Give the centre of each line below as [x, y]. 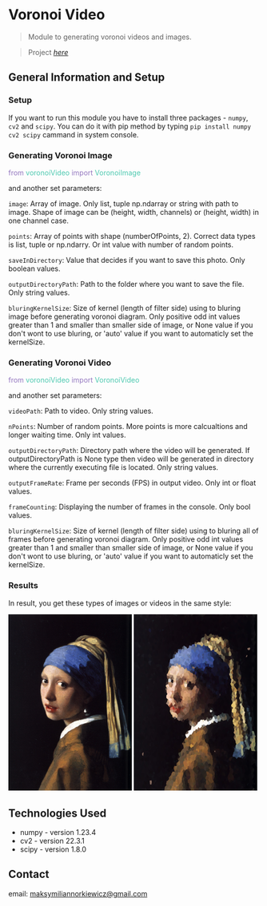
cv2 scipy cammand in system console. [74, 134]
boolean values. [35, 268]
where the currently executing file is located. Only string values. [113, 467]
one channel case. [39, 221]
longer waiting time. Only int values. [67, 435]
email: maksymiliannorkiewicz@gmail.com [78, 893]
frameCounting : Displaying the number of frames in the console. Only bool [130, 507]
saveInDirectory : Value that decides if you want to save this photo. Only [127, 260]
